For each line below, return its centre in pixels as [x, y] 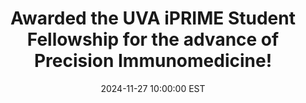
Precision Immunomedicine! [153, 61]
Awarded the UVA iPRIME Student [153, 18]
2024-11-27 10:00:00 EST [153, 88]
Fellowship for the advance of [153, 39]
